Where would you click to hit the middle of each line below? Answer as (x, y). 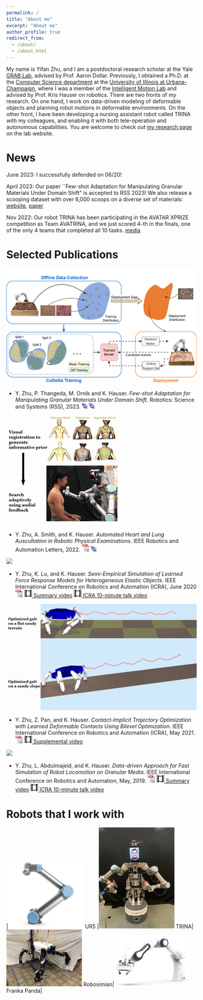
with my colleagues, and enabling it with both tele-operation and (86, 120)
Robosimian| (99, 984)
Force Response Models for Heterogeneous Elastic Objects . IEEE (95, 580)
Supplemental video (58, 742)
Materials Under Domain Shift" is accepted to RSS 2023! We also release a (99, 192)
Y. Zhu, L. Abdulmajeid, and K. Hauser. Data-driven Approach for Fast (102, 766)
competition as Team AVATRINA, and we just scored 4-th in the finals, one (98, 223)
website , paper (25, 205)
